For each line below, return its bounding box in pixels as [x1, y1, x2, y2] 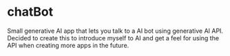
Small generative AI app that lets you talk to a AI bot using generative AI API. [7, 27, 224, 35]
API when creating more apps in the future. [7, 41, 129, 49]
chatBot [7, 4, 54, 20]
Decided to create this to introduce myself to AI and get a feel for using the [7, 33, 219, 42]
